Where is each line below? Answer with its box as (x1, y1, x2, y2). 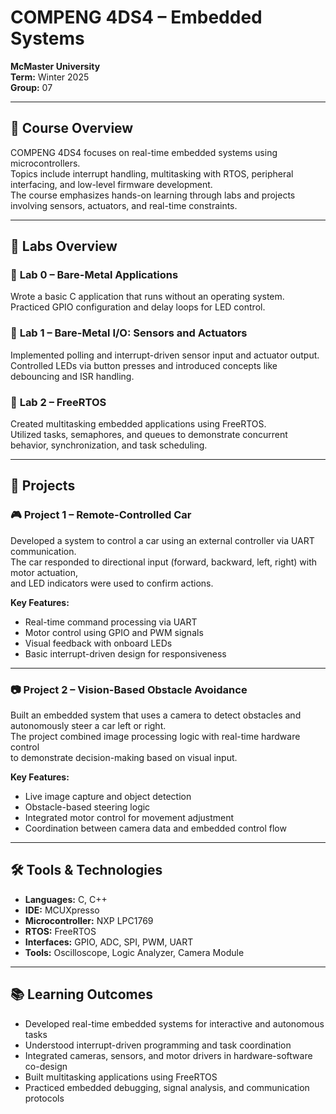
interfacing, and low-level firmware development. (10, 178, 213, 190)
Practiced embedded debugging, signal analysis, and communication (24, 1081, 310, 1093)
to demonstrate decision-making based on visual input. (10, 752, 238, 764)
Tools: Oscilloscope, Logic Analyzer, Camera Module (24, 946, 245, 958)
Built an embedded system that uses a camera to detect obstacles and (10, 709, 302, 721)
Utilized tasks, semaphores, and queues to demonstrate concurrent (10, 429, 288, 441)
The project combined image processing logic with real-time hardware (10, 731, 301, 743)
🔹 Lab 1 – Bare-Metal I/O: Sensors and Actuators (10, 326, 248, 340)
